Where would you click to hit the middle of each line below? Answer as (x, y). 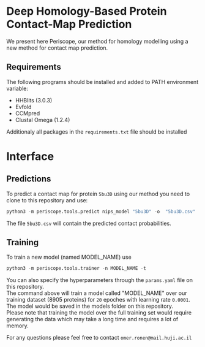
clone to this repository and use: (47, 200)
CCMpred (28, 113)
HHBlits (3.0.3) (34, 100)
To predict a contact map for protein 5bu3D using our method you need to (98, 194)
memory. (17, 326)
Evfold (23, 107)
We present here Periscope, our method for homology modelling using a (97, 41)
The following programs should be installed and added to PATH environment (102, 82)
